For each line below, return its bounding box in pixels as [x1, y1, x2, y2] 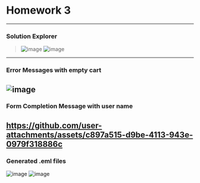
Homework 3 [6, 4, 71, 17]
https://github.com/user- [6, 120, 102, 131]
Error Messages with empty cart [6, 66, 102, 74]
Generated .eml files [6, 157, 67, 165]
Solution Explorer [6, 32, 58, 40]
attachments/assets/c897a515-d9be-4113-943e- [6, 130, 193, 140]
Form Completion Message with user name [6, 102, 133, 111]
